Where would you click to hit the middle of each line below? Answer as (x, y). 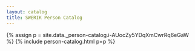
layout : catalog (27, 12)
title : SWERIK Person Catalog (45, 18)
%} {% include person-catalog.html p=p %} (61, 41)
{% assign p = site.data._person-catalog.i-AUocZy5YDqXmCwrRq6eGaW (98, 35)
